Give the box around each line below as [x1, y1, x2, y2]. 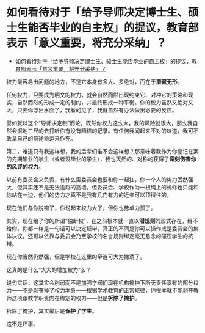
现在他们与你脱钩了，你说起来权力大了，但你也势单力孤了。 [6, 204, 156, 211]
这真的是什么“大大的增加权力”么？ [6, 266, 92, 273]
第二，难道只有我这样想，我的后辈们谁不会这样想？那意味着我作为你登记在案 [6, 147, 199, 155]
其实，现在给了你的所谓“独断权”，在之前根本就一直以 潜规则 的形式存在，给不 [6, 217, 198, 224]
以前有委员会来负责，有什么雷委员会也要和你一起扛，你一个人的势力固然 [6, 175, 188, 183]
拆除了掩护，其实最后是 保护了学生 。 [6, 307, 98, 315]
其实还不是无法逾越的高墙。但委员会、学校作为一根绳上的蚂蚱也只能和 [22, 183, 199, 191]
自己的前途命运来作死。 [16, 134, 76, 142]
